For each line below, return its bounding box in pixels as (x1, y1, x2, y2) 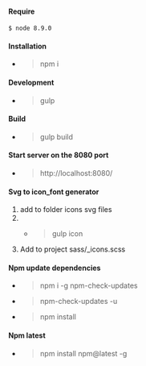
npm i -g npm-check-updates (39, 281, 138, 290)
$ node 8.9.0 (8, 24, 52, 32)
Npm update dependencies (8, 263, 101, 272)
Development (8, 77, 55, 87)
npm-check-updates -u (39, 297, 118, 306)
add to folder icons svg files (19, 205, 112, 214)
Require (8, 6, 35, 16)
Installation (8, 41, 47, 51)
